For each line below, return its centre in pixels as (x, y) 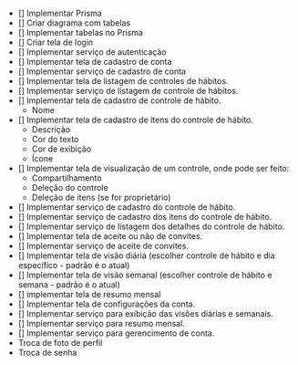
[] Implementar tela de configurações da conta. (107, 304)
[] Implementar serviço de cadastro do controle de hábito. (127, 207)
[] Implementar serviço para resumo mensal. (101, 323)
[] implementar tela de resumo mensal (89, 294)
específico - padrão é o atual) (74, 265)
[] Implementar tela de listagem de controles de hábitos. (123, 81)
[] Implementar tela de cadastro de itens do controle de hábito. (135, 120)
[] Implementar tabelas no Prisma (81, 32)
